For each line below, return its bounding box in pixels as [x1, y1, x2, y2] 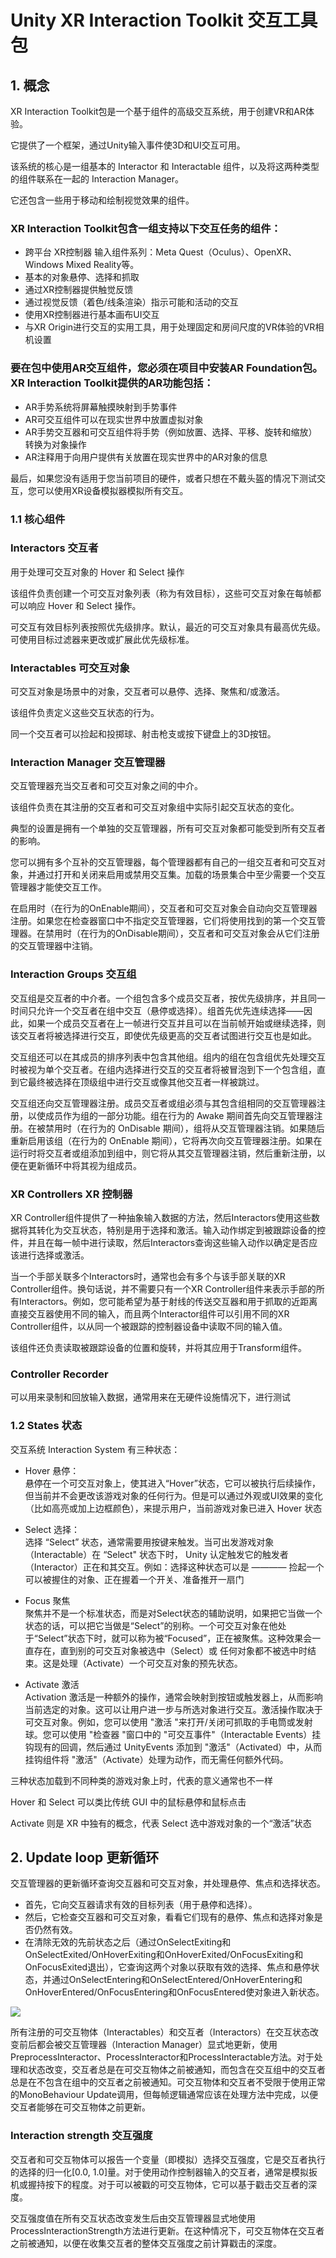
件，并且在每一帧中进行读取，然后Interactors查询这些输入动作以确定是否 [10, 1237, 310, 1248]
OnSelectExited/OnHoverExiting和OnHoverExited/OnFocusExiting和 [24, 1949, 304, 1961]
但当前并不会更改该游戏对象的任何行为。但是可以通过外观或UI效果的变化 [24, 1489, 323, 1501]
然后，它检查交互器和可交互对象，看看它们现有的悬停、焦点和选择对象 [24, 1911, 315, 1923]
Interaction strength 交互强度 [10, 2129, 153, 2143]
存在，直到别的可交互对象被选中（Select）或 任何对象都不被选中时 [33, 1644, 308, 1656]
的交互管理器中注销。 [10, 940, 98, 952]
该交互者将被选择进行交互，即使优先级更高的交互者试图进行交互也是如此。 [10, 1029, 317, 1041]
